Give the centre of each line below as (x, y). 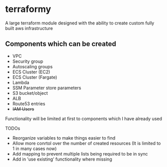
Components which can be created (61, 44)
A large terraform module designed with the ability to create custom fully (80, 23)
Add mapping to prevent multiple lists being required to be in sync (80, 154)
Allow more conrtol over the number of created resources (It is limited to (86, 143)
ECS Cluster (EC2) (31, 72)
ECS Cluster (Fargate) (35, 77)
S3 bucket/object (30, 93)
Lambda (21, 82)
